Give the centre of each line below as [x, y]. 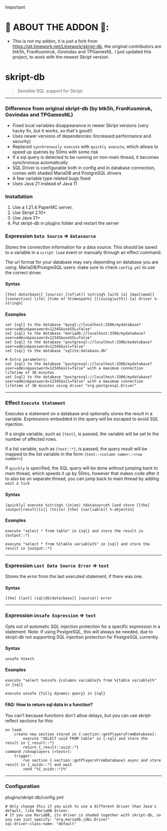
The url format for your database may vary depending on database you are [82, 262]
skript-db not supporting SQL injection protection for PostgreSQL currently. [82, 637]
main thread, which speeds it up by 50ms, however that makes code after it [82, 474]
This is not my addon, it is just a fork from [55, 41]
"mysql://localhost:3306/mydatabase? [102, 325]
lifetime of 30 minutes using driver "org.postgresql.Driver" [71, 386]
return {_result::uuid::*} [51, 747]
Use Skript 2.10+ [29, 213]
